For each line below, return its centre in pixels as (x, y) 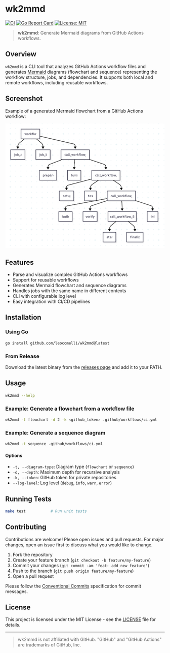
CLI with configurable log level (44, 296)
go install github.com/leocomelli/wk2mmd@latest (57, 343)
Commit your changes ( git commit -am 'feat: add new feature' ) (81, 565)
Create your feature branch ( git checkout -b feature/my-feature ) (81, 560)
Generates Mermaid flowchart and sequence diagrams (70, 286)
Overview (21, 54)
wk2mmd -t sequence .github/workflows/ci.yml (54, 444)
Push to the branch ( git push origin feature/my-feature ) (73, 571)
